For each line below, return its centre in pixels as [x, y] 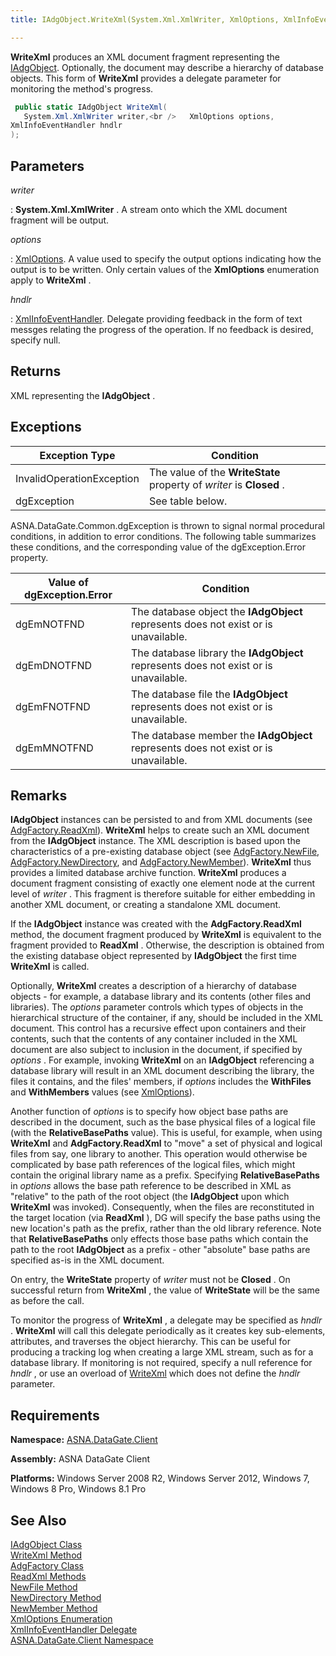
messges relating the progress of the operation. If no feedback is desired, [162, 329]
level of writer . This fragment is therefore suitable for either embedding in [163, 894]
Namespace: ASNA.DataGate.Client [84, 1440]
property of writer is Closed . [216, 484]
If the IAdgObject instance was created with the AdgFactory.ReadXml [156, 924]
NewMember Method [54, 1608]
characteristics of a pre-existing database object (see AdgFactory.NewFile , [165, 852]
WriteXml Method [46, 1555]
